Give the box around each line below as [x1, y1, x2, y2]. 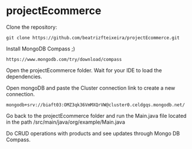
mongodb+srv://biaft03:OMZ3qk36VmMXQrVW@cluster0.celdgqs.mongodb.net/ [6, 101, 185, 108]
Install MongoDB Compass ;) [6, 45, 75, 52]
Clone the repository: [6, 23, 58, 31]
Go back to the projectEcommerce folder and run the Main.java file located [6, 112, 187, 119]
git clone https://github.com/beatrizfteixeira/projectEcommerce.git [6, 35, 180, 40]
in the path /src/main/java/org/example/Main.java [6, 118, 125, 126]
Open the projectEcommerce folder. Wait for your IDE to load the [6, 66, 163, 74]
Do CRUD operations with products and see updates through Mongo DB [6, 130, 180, 137]
